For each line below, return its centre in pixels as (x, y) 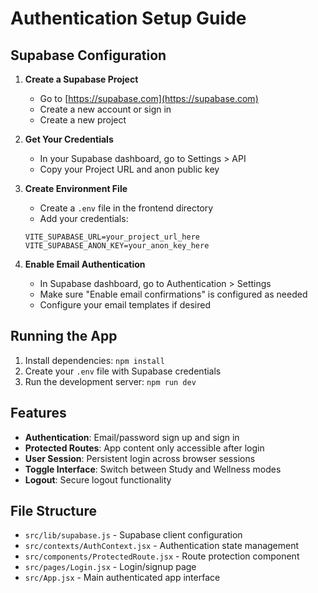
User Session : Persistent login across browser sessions (140, 458)
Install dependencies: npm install (94, 360)
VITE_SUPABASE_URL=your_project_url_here (112, 237)
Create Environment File (76, 188)
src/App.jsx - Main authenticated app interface (122, 578)
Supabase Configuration (88, 55)
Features (38, 413)
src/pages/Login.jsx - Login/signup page (110, 567)
